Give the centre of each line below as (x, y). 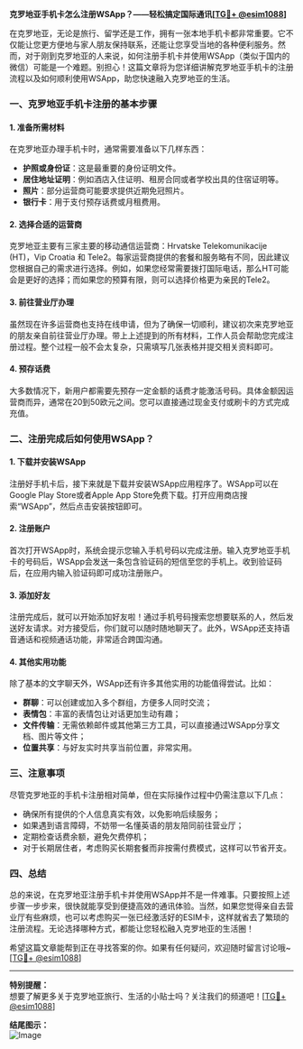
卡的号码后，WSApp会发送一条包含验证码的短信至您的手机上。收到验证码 (146, 562)
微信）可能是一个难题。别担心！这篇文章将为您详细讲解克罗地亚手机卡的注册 (151, 67)
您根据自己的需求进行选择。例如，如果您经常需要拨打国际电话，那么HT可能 (149, 269)
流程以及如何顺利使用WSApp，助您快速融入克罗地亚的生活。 (122, 78)
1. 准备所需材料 (37, 127)
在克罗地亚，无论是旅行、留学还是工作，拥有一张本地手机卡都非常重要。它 (147, 33)
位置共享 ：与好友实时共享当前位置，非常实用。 (109, 748)
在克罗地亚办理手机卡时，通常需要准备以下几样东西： (108, 149)
